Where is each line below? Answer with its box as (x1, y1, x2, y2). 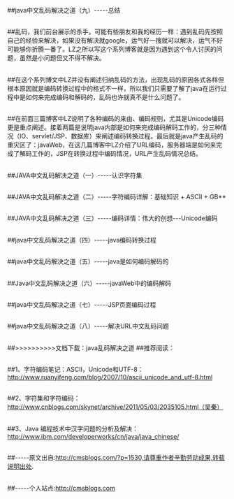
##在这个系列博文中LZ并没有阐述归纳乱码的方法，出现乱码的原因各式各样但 (7, 75, 225, 84)
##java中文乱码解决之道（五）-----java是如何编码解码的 (7, 257, 169, 266)
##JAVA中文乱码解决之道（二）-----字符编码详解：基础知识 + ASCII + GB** (7, 192, 227, 201)
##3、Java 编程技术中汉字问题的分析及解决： (7, 424, 138, 433)
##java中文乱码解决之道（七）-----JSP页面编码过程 (7, 300, 156, 309)
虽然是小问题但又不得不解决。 (19, 54, 105, 62)
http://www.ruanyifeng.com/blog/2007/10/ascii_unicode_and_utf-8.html (7, 373, 213, 382)
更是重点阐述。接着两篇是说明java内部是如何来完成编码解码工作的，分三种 (7, 123, 221, 131)
